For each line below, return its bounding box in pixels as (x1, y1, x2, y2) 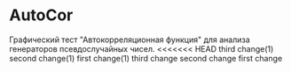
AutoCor (9, 5, 74, 25)
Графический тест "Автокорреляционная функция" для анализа (9, 34, 250, 45)
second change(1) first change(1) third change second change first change (9, 53, 283, 63)
